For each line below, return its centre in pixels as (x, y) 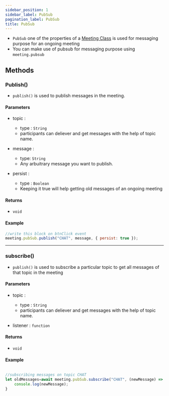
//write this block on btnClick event (46, 234)
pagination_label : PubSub (32, 19)
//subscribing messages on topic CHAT (46, 375)
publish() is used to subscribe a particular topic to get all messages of (86, 267)
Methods (20, 70)
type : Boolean (34, 183)
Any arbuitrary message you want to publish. (66, 164)
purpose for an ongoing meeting (46, 44)
